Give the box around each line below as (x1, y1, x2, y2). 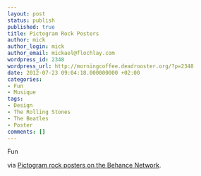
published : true (7, 23, 55, 30)
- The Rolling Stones (7, 108, 71, 115)
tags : (7, 96, 23, 103)
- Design (7, 102, 33, 109)
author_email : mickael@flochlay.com (7, 50, 115, 57)
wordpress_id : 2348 (7, 56, 65, 63)
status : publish (7, 17, 55, 24)
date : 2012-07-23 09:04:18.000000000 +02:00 (7, 69, 140, 76)
